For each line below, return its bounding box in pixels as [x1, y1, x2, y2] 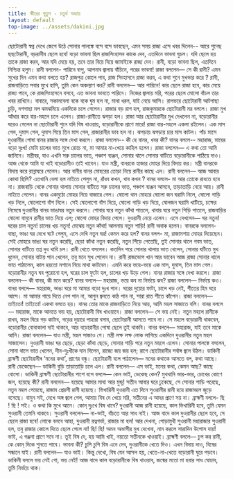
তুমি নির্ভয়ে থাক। [8, 464, 42, 472]
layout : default [8, 17, 55, 24]
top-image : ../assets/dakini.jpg [8, 23, 105, 30]
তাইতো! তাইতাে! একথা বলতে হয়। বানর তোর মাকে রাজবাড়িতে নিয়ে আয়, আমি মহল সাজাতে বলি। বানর [8, 300, 211, 308]
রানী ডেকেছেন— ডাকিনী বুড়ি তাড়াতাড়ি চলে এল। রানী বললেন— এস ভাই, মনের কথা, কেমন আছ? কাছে [8, 362, 214, 371]
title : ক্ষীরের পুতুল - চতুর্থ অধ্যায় [8, 10, 80, 17]
